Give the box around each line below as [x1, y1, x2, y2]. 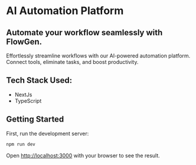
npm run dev [6, 141, 35, 147]
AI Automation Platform [6, 4, 124, 18]
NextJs [14, 91, 32, 98]
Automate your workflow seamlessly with [6, 28, 163, 38]
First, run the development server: [6, 130, 89, 137]
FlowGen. [6, 36, 43, 46]
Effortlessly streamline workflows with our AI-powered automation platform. [6, 52, 191, 59]
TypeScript [14, 97, 42, 104]
